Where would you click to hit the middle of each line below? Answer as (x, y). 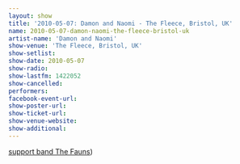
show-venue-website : (43, 121)
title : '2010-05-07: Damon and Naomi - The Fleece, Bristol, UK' (120, 23)
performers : (28, 91)
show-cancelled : (36, 83)
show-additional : (38, 128)
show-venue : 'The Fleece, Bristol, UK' (76, 46)
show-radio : (28, 69)
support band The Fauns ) (51, 151)
